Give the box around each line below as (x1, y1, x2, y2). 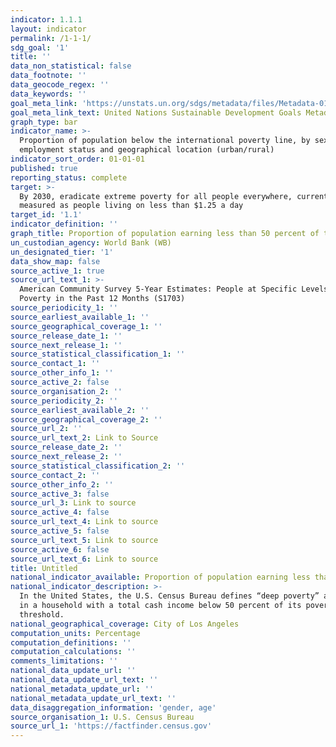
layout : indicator (10, 24, 87, 34)
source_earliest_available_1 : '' (10, 312, 150, 322)
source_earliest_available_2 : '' (10, 405, 150, 415)
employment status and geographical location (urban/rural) (19, 145, 275, 155)
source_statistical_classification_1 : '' (10, 349, 186, 360)
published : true (10, 163, 78, 173)
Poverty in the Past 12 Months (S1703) (19, 294, 186, 304)
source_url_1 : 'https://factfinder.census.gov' (10, 721, 213, 731)
